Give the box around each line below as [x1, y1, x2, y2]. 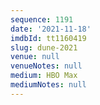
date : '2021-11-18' [10, 24, 92, 34]
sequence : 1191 [10, 14, 74, 25]
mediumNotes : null [10, 80, 87, 90]
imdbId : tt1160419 [10, 33, 87, 43]
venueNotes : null [10, 61, 83, 71]
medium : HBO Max [10, 71, 78, 81]
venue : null [10, 52, 60, 62]
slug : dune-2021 [10, 42, 78, 53]
